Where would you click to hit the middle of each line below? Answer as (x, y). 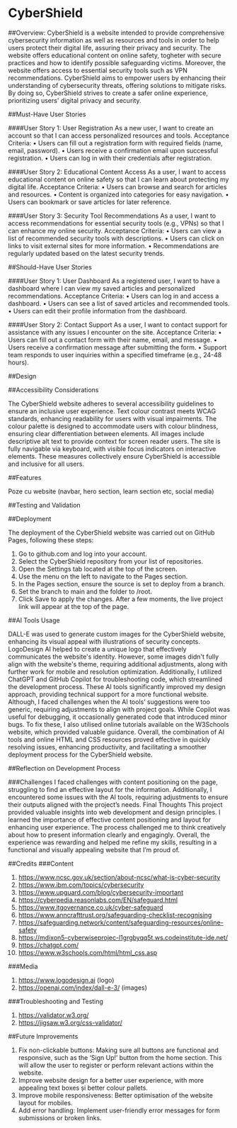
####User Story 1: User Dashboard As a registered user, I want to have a (114, 281)
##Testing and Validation (44, 505)
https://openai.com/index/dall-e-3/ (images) (83, 988)
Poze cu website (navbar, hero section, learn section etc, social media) (111, 491)
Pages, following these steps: (51, 540)
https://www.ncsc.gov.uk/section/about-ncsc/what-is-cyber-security (119, 877)
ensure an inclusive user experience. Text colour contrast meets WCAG (112, 411)
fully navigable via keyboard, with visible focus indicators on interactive (112, 449)
